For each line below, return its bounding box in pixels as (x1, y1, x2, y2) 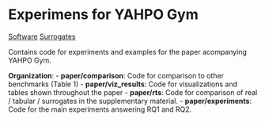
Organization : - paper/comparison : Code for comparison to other (8, 71, 224, 80)
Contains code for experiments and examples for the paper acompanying (8, 47, 248, 56)
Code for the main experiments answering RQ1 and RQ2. (8, 105, 192, 114)
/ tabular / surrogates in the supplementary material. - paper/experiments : (8, 96, 252, 105)
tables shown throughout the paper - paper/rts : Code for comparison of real (8, 87, 258, 97)
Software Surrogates (8, 32, 76, 41)
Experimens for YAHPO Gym (8, 6, 199, 24)
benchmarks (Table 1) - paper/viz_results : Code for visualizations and (8, 79, 237, 89)
